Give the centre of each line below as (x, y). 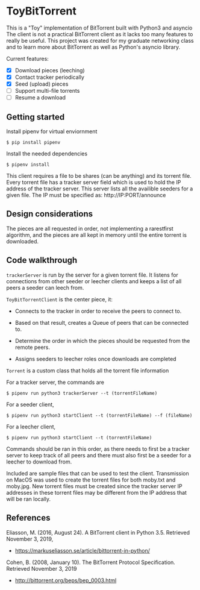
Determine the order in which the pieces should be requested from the (102, 341)
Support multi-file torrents (47, 91)
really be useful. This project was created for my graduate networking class (100, 40)
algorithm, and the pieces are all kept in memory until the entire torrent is (96, 235)
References (28, 518)
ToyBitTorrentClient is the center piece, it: (60, 299)
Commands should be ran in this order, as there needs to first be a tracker (98, 449)
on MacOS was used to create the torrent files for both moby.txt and (91, 480)
